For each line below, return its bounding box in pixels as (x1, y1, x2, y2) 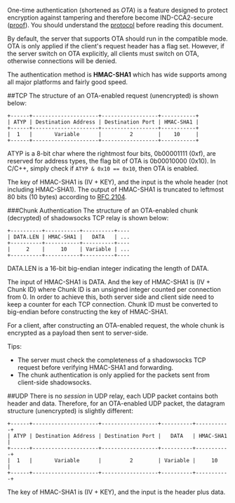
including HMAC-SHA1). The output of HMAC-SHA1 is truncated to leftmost (7, 185, 224, 194)
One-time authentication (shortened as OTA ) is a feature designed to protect (7, 6, 228, 14)
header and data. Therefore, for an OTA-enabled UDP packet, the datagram (7, 399, 226, 408)
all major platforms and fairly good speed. (7, 78, 128, 86)
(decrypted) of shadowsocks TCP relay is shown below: (7, 214, 169, 222)
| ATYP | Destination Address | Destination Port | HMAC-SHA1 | (7, 119, 199, 126)
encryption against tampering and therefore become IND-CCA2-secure (7, 13, 214, 22)
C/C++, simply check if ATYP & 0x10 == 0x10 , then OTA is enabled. (7, 164, 199, 173)
